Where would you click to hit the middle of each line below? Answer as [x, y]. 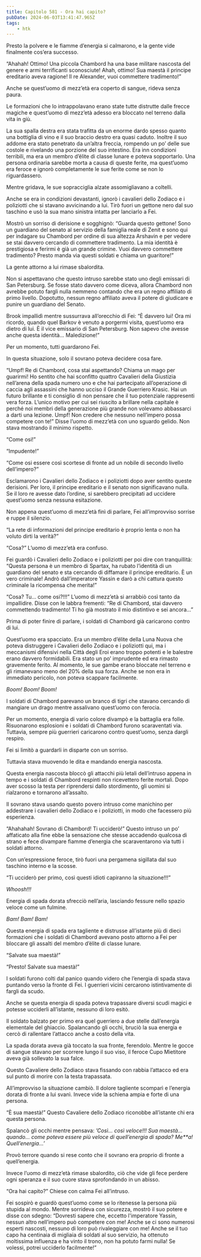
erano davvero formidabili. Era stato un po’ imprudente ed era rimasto [92, 659]
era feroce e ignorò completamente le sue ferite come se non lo [85, 169]
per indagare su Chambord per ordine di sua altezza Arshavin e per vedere [99, 236]
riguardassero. [24, 176]
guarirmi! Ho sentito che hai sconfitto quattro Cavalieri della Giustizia [91, 376]
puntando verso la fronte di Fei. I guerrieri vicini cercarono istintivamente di [99, 985]
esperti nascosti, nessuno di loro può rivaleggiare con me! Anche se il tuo [97, 1229]
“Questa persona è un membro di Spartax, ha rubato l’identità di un [89, 566]
